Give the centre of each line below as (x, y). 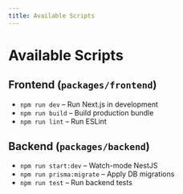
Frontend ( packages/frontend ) (83, 85)
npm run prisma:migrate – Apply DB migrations (97, 174)
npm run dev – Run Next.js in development (89, 104)
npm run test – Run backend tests (76, 183)
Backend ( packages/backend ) (79, 146)
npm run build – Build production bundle (87, 112)
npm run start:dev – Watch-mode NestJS (89, 166)
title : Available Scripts (51, 16)
